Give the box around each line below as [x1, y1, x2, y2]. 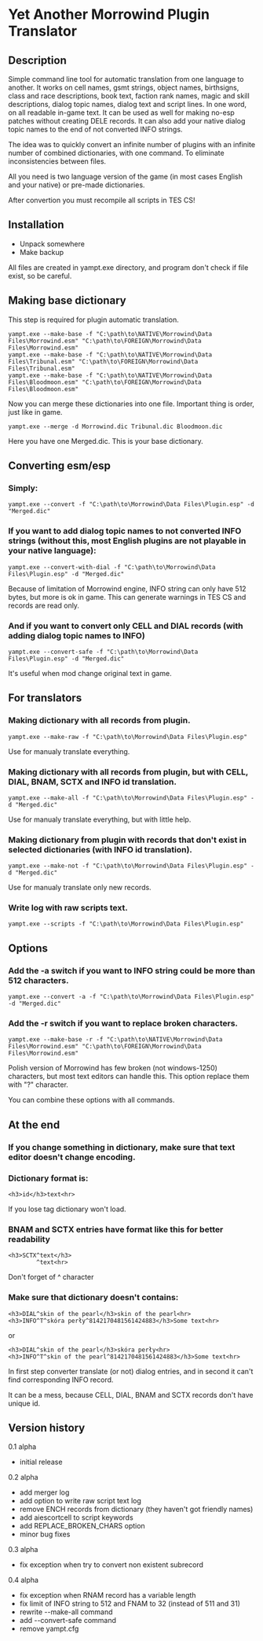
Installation [8, 218, 64, 231]
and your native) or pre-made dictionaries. [8, 180, 145, 190]
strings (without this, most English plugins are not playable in [8, 535, 247, 546]
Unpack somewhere [19, 238, 85, 249]
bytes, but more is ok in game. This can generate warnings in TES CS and [8, 592, 247, 601]
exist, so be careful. [8, 271, 72, 280]
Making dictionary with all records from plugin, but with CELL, [8, 766, 249, 777]
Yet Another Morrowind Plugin [8, 6, 210, 24]
